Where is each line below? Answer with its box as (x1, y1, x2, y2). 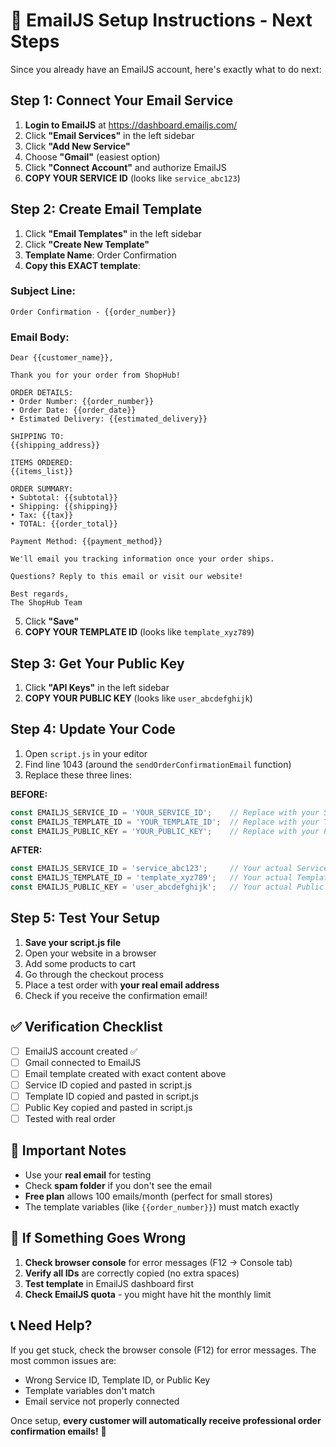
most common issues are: (10, 1354, 117, 1366)
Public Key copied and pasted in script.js (24, 1101, 193, 1113)
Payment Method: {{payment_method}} (10, 537, 163, 547)
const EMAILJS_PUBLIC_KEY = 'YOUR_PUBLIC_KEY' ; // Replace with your (10, 826, 320, 836)
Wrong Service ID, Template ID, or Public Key (24, 1374, 211, 1386)
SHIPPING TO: (10, 432, 65, 442)
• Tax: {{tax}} (10, 510, 74, 521)
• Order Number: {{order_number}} (10, 397, 155, 407)
